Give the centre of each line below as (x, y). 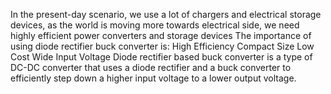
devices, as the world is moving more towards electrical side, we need (155, 25)
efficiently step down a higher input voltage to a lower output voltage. (153, 78)
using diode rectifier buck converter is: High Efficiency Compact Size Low (162, 46)
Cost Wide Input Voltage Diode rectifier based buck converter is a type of (161, 57)
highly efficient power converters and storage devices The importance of (161, 35)
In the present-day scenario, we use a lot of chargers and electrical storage (166, 14)
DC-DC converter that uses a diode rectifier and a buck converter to (151, 67)
